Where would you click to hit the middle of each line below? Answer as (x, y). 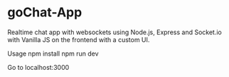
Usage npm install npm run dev (53, 53)
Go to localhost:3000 (38, 67)
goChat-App (45, 12)
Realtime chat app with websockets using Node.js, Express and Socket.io (114, 32)
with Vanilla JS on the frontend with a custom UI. (79, 39)
